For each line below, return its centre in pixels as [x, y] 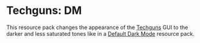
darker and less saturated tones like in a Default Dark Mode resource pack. [101, 33]
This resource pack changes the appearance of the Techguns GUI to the [97, 27]
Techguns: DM [44, 11]
